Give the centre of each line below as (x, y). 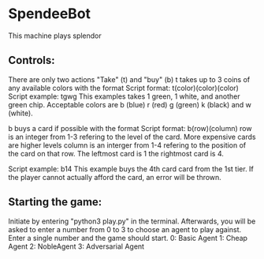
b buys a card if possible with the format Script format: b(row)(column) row (130, 128)
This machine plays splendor (55, 36)
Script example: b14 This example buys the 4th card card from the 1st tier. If (131, 169)
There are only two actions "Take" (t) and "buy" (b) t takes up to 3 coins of (129, 79)
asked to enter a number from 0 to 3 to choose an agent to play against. (125, 229)
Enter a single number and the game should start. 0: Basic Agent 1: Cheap (128, 238)
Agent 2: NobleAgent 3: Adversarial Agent (76, 246)
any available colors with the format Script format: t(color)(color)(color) (123, 88)
